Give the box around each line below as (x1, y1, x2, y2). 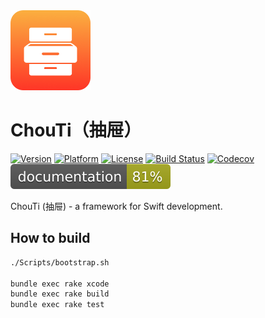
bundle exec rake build (10, 289, 110, 299)
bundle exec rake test (10, 300, 105, 310)
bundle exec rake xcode (10, 279, 110, 289)
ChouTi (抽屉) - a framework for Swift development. (10, 200, 223, 212)
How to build (10, 230, 91, 247)
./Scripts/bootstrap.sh (10, 257, 110, 268)
